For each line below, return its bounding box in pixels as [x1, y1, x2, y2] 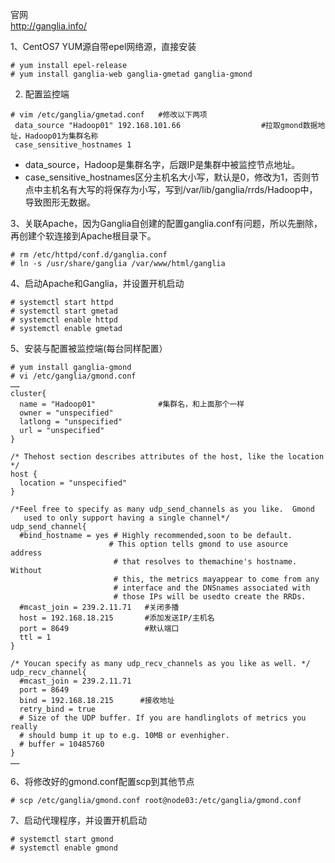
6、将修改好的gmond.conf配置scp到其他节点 [10, 776, 195, 787]
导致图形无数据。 [24, 196, 96, 208]
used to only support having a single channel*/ [23, 513, 230, 523]
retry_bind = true [19, 704, 97, 714]
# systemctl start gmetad [10, 306, 118, 316]
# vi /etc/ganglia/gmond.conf [10, 371, 137, 381]
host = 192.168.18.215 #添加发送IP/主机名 [19, 613, 215, 623]
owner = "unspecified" [19, 408, 114, 418]
